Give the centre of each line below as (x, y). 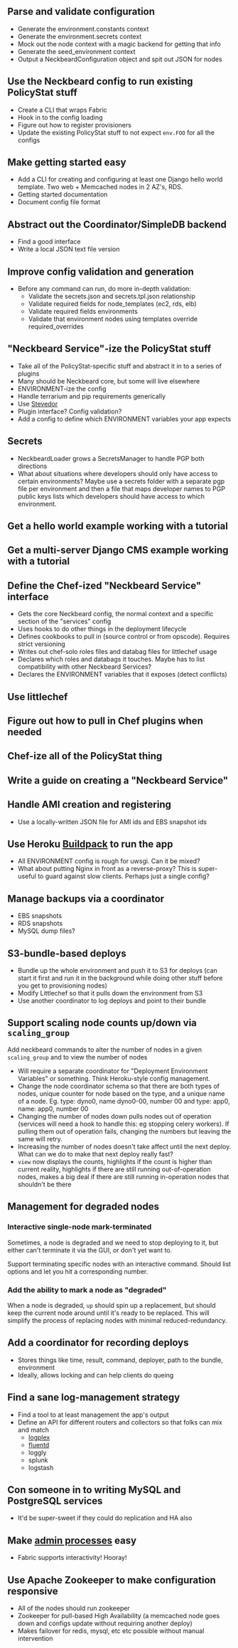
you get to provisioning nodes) (63, 986)
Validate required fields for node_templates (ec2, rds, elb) (112, 304)
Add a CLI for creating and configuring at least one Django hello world (120, 179)
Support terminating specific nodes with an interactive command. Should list (119, 1264)
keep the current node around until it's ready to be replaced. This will (108, 1313)
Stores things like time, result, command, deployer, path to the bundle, (120, 1360)
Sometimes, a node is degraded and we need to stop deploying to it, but (113, 1242)
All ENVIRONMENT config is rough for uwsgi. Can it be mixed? (109, 861)
